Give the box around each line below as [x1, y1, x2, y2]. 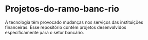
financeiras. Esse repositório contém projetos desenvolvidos [5, 24, 127, 30]
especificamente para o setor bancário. [5, 29, 84, 35]
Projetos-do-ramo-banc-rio [5, 3, 119, 14]
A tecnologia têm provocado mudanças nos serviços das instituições [5, 19, 144, 25]
